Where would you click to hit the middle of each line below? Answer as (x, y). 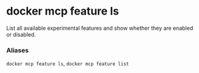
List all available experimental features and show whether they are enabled (100, 28)
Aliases (18, 50)
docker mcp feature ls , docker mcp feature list (68, 64)
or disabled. (21, 34)
